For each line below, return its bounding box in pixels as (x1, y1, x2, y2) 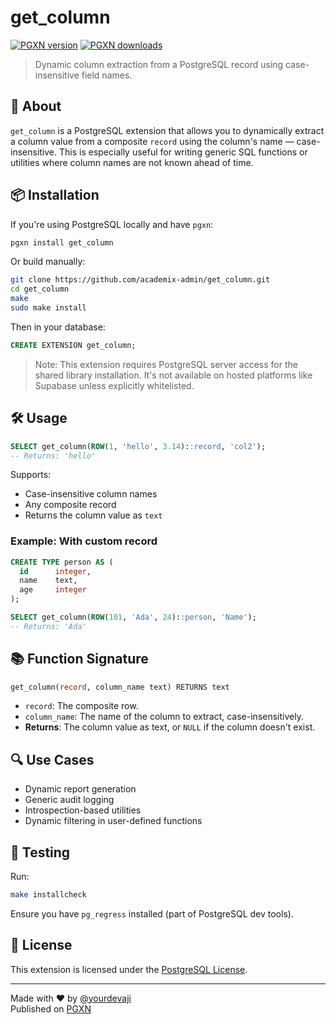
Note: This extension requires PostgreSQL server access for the (34, 358, 298, 370)
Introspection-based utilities (24, 804, 142, 816)
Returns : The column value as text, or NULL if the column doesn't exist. (24, 721, 316, 733)
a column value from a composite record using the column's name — (10, 135, 295, 147)
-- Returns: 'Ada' (10, 621, 87, 631)
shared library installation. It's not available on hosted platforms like (34, 369, 313, 381)
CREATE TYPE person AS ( (10, 557, 114, 567)
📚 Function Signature (10, 651, 149, 668)
